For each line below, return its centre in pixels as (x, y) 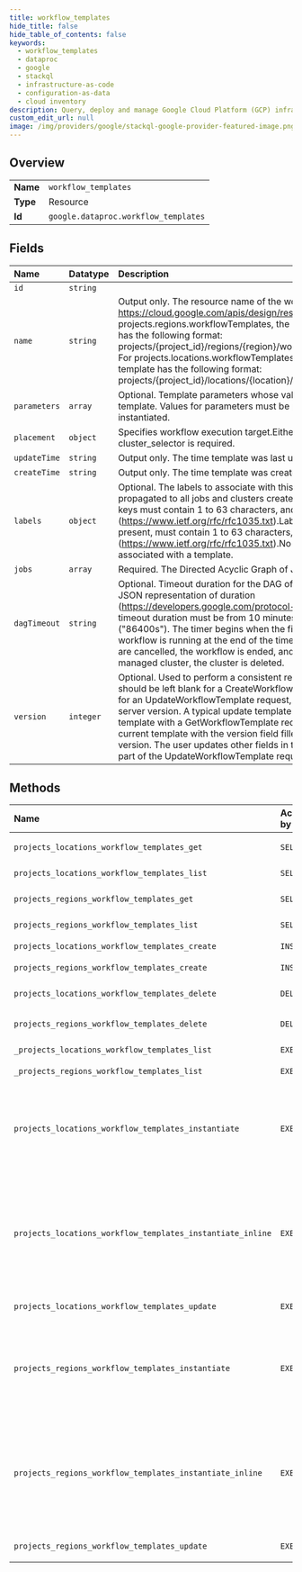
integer (85, 716)
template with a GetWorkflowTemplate (199, 722)
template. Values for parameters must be (204, 406)
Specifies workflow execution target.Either (208, 431)
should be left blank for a (170, 688)
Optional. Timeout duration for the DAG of (206, 583)
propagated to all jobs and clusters (191, 498)
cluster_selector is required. (177, 443)
